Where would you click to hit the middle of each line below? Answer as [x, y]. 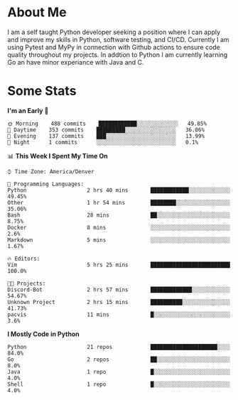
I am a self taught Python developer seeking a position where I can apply [114, 32]
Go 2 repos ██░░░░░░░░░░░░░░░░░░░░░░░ [119, 360]
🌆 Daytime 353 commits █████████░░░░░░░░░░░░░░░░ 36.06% [106, 130]
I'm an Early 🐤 [28, 110]
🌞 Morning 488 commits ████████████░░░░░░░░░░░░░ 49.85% [107, 124]
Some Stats [42, 91]
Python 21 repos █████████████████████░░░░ [119, 347]
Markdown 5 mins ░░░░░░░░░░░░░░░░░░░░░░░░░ [119, 240]
